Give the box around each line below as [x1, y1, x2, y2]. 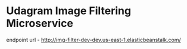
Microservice [6, 17, 73, 30]
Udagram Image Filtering [6, 4, 132, 18]
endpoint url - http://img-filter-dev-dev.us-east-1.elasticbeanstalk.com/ [6, 36, 181, 43]
